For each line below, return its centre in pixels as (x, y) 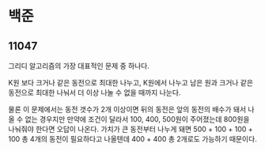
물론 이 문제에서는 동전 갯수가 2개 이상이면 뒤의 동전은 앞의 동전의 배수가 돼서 (127, 109)
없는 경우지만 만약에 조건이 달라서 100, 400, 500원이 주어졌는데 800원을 (137, 119)
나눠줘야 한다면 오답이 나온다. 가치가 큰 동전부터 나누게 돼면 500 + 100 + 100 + (131, 129)
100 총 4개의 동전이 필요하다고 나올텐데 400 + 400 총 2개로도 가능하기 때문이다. (132, 139)
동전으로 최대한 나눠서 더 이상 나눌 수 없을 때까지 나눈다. (95, 92)
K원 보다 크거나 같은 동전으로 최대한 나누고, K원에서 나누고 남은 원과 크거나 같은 (131, 83)
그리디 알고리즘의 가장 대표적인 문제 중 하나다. (79, 66)
